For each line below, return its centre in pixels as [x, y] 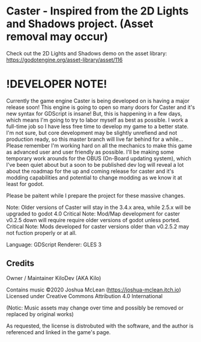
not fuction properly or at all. [41, 232]
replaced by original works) [40, 314]
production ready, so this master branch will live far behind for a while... [95, 139]
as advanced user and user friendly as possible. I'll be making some [90, 152]
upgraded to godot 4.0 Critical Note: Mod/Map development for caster [93, 213]
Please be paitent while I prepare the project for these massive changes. [96, 195]
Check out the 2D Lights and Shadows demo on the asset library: [87, 53]
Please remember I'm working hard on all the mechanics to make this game [99, 145]
